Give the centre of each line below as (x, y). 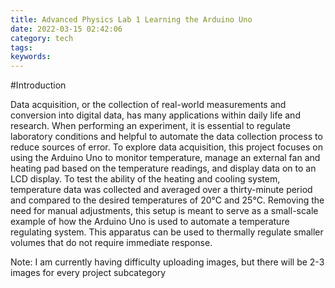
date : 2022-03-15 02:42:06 (66, 29)
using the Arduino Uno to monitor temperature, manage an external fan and (165, 158)
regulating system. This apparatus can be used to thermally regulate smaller (167, 232)
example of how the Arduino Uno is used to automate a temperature (150, 222)
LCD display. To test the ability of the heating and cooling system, (145, 179)
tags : (21, 47)
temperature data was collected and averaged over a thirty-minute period (161, 190)
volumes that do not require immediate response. (111, 243)
